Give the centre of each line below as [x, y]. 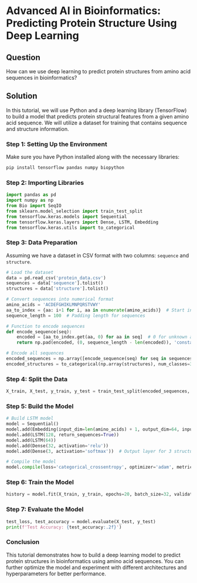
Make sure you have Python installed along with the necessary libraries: [93, 157]
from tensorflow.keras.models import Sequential [67, 216]
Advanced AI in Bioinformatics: [84, 11]
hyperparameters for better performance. [56, 574]
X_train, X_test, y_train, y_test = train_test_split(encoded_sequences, [98, 391]
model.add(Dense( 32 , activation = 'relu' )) [57, 446]
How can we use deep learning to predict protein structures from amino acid [98, 71]
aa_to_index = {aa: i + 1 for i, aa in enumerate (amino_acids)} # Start [95, 310]
